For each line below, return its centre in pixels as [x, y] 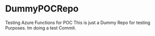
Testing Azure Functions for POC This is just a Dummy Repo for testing [78, 22]
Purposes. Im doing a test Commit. [41, 27]
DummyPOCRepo [42, 9]
